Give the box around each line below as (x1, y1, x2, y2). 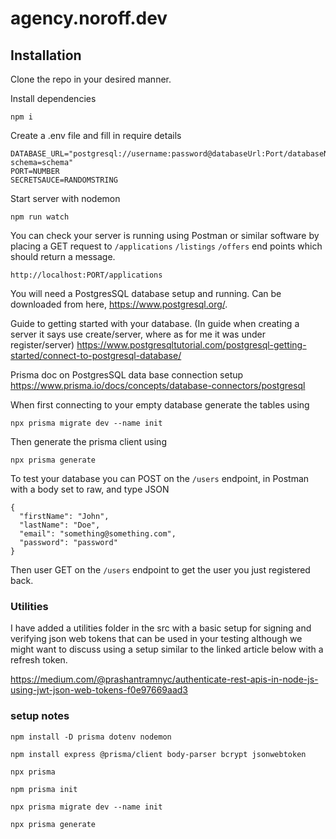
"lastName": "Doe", (19, 520, 101, 530)
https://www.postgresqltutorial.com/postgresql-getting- (76, 339, 307, 351)
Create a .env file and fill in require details (10, 130, 182, 141)
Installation (10, 47, 82, 64)
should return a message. (10, 251, 116, 262)
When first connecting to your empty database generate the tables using (10, 399, 310, 411)
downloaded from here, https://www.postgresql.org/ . (10, 298, 228, 310)
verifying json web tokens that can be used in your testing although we (10, 633, 303, 645)
